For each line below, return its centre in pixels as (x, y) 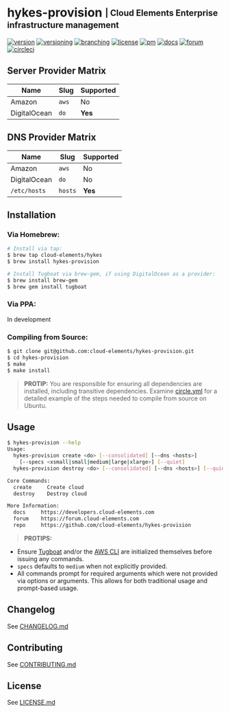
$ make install (29, 370)
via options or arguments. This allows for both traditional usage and (112, 580)
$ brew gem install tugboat (47, 286)
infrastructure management (63, 25)
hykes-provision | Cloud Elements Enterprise (113, 13)
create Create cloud (49, 487)
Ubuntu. (35, 405)
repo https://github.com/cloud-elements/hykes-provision (102, 525)
